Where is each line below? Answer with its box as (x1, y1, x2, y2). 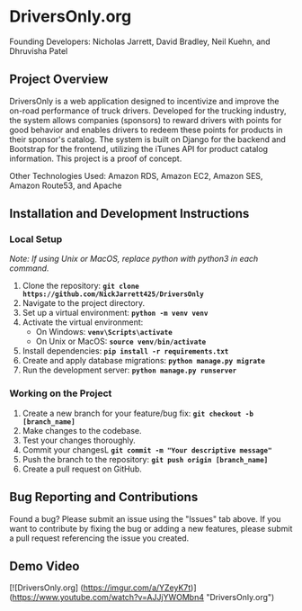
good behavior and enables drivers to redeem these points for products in (9, 124, 283, 135)
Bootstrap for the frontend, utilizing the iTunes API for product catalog (9, 143, 268, 154)
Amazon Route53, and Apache (9, 180, 122, 191)
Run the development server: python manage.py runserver (22, 364, 237, 375)
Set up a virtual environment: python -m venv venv (22, 308, 209, 319)
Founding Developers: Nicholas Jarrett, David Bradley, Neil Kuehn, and (9, 36, 271, 47)
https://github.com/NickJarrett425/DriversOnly (22, 290, 204, 299)
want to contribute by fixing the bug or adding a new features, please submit (9, 523, 293, 534)
